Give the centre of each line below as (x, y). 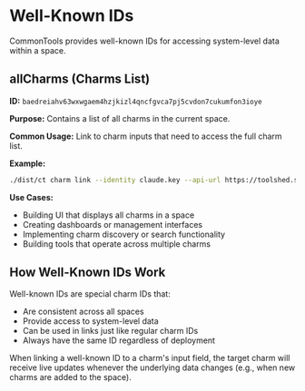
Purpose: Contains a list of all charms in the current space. (120, 118)
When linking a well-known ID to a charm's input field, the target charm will (150, 358)
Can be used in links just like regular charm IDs (110, 331)
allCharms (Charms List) (80, 79)
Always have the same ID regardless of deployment (119, 340)
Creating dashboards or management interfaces (112, 224)
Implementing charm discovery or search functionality (123, 234)
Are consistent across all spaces (83, 312)
